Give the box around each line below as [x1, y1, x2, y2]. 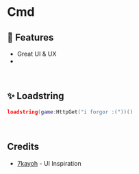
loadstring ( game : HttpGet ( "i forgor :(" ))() [7, 108, 134, 116]
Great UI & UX [16, 50, 57, 58]
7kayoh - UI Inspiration [16, 159, 81, 167]
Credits [7, 141, 40, 153]
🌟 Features [7, 32, 54, 43]
